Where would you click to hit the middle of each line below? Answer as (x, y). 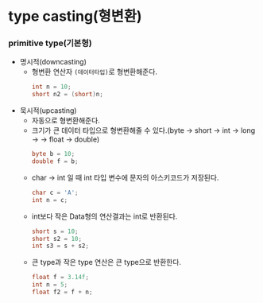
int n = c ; (50, 200)
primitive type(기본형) (50, 43)
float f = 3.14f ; (60, 278)
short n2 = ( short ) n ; (67, 95)
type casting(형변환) (75, 16)
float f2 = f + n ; (62, 292)
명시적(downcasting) (53, 62)
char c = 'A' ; (55, 192)
